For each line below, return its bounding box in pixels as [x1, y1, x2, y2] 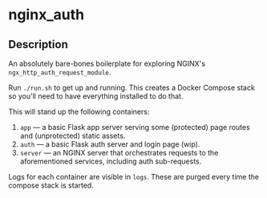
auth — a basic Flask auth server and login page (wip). [19, 139, 200, 149]
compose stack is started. [8, 180, 94, 190]
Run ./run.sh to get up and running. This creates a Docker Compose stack [8, 83, 255, 92]
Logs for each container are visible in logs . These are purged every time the [8, 172, 259, 181]
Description [8, 38, 68, 51]
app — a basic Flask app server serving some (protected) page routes [19, 123, 250, 131]
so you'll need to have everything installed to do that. [8, 91, 184, 101]
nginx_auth [8, 6, 85, 24]
